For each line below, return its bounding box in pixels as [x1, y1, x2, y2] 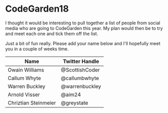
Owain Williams [8, 66, 44, 73]
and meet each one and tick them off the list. [5, 30, 98, 36]
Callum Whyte [8, 74, 41, 82]
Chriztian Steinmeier [8, 99, 57, 106]
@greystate [61, 99, 88, 106]
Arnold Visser [8, 91, 40, 98]
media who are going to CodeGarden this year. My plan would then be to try [5, 25, 163, 31]
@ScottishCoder [61, 66, 100, 73]
